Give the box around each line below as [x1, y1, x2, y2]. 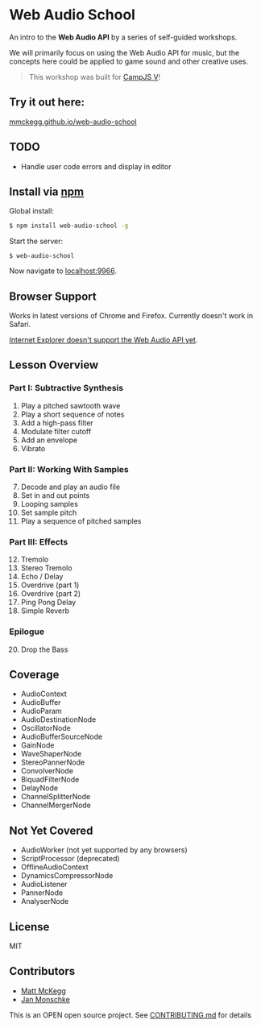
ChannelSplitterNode [20, 792, 91, 802]
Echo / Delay [20, 572, 64, 582]
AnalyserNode [20, 897, 69, 906]
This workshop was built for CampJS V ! [28, 72, 161, 81]
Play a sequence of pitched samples [20, 516, 142, 526]
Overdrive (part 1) [20, 580, 80, 590]
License [9, 920, 50, 934]
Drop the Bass [20, 645, 68, 654]
